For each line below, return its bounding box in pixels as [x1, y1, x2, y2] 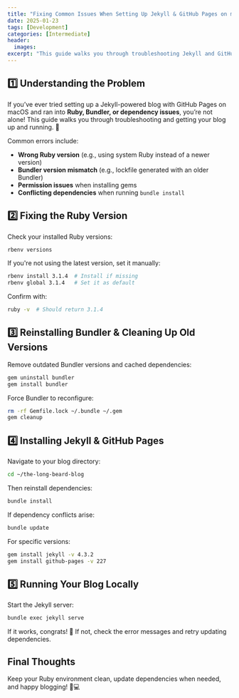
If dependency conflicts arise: [7, 510, 95, 519]
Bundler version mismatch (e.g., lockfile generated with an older [17, 165, 209, 174]
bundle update [7, 524, 50, 531]
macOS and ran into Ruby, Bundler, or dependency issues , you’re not [7, 108, 213, 116]
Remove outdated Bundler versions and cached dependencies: [7, 360, 192, 369]
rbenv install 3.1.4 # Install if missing [7, 272, 139, 280]
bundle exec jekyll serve [7, 615, 84, 622]
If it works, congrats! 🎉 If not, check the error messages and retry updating [7, 627, 227, 636]
